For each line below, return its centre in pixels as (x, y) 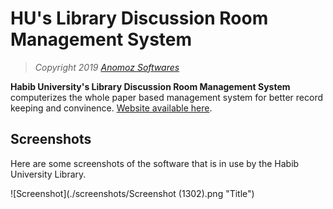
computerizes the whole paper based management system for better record (167, 97)
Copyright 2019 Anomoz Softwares (107, 67)
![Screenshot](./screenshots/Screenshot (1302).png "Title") (132, 193)
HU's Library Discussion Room (139, 18)
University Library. (48, 174)
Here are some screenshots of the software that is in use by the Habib (155, 163)
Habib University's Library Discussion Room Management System (150, 86)
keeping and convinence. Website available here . (111, 108)
